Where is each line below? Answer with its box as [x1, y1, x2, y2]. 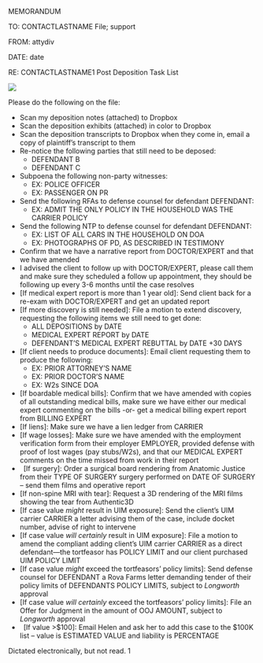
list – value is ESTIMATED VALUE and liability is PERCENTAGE [19, 631, 220, 640]
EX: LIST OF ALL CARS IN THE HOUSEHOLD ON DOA [31, 230, 205, 239]
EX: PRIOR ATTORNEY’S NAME [31, 363, 132, 373]
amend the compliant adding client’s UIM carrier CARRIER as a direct [19, 539, 243, 548]
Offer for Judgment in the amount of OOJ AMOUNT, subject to [19, 606, 223, 615]
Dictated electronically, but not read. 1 [8, 646, 131, 655]
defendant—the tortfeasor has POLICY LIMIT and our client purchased [19, 547, 248, 557]
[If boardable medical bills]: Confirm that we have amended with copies [19, 389, 252, 398]
